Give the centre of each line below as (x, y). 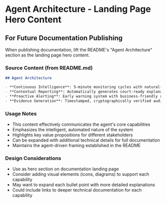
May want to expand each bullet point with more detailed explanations (84, 185)
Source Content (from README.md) (49, 68)
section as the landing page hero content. (47, 55)
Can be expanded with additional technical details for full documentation (86, 140)
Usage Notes (21, 113)
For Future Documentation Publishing (64, 38)
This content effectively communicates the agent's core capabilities (81, 124)
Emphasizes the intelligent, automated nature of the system (73, 129)
